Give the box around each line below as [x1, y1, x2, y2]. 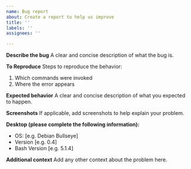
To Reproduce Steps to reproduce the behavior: [6, 63, 122, 70]
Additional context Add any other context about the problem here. [6, 156, 167, 163]
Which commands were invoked [14, 75, 93, 82]
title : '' [6, 19, 31, 25]
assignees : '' [6, 31, 41, 36]
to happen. [6, 98, 32, 106]
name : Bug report [6, 8, 49, 15]
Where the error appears [14, 80, 75, 88]
